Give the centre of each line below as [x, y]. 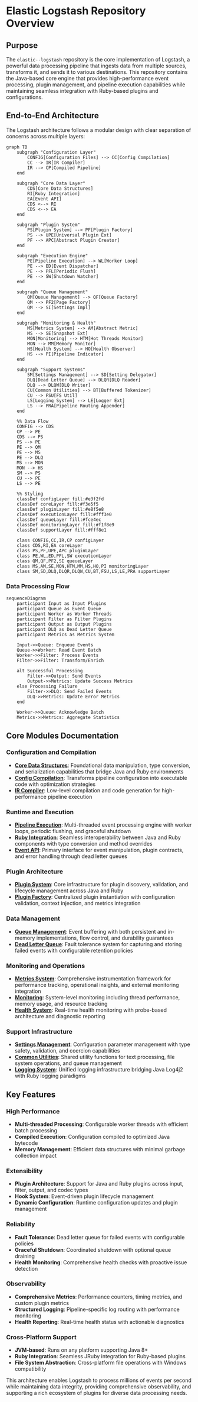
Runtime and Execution [40, 812]
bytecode [26, 1143]
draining [25, 1256]
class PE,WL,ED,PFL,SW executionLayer [64, 556]
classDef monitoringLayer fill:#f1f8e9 [66, 524]
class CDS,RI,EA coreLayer [50, 545]
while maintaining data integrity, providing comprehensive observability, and [99, 1387]
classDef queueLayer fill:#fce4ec [59, 519]
